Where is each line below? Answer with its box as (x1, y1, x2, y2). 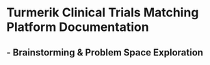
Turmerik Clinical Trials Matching (6, 5, 199, 21)
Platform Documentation (6, 19, 149, 35)
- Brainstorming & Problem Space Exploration (6, 47, 203, 58)
